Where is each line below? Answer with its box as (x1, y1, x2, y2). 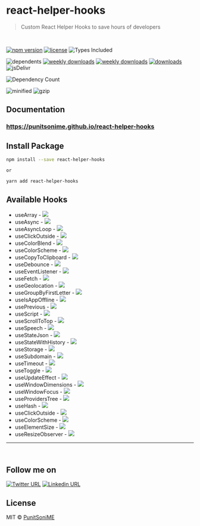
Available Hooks (6, 195, 68, 205)
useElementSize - (14, 424, 58, 431)
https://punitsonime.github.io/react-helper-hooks (6, 123, 155, 131)
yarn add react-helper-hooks (6, 178, 79, 184)
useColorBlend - (14, 239, 55, 247)
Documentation (6, 105, 65, 115)
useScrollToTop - (14, 317, 57, 325)
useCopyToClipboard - (14, 254, 71, 261)
